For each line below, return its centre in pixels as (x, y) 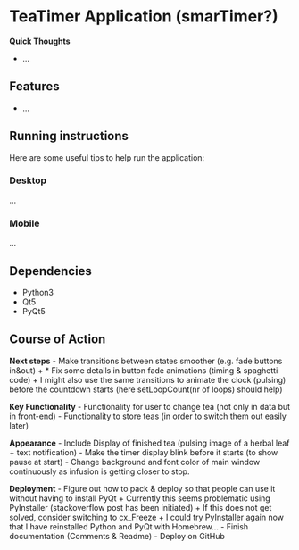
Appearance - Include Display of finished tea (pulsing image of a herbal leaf (149, 443)
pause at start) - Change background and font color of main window (135, 462)
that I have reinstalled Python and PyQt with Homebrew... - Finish (129, 526)
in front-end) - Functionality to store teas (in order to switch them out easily (148, 416)
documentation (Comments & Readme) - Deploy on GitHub (117, 536)
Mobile (25, 223)
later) (19, 425)
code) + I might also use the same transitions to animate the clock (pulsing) (148, 379)
